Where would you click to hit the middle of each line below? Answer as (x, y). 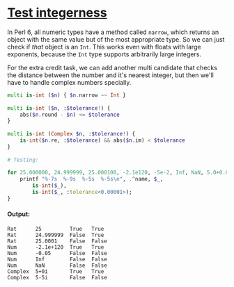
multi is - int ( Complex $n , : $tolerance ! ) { (71, 134)
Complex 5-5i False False (57, 278)
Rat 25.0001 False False (57, 241)
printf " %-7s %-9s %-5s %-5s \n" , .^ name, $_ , (92, 179)
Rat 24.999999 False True (56, 235)
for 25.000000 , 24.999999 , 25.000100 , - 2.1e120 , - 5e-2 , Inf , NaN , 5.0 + (113, 173)
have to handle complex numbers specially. (69, 82)
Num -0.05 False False (57, 254)
